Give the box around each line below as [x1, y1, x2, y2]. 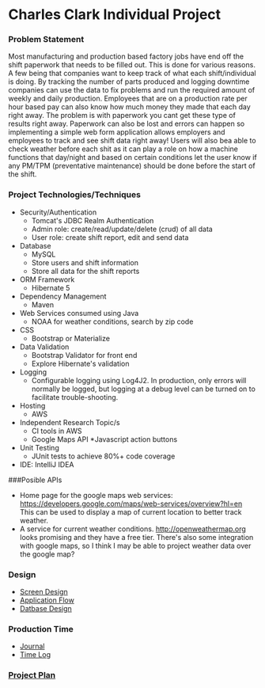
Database [19, 241, 51, 250]
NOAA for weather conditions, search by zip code [31, 317, 194, 326]
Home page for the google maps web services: [19, 490, 173, 500]
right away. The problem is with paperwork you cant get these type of [8, 111, 236, 120]
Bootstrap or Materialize [31, 333, 111, 343]
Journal [19, 641, 45, 651]
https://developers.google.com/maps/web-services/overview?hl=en [19, 499, 243, 508]
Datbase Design [19, 604, 73, 614]
